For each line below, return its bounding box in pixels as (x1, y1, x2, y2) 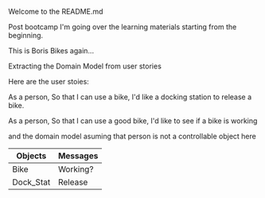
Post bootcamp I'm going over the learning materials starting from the (8, 22, 237, 31)
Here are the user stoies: (8, 77, 89, 86)
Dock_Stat (12, 177, 51, 188)
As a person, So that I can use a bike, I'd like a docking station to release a (8, 92, 252, 102)
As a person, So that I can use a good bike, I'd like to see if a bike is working (8, 116, 258, 126)
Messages (58, 150, 99, 161)
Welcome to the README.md (8, 7, 103, 16)
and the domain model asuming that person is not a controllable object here (8, 131, 256, 141)
